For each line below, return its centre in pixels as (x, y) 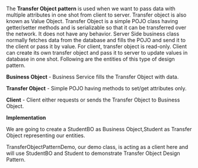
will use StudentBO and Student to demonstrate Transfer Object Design (93, 153)
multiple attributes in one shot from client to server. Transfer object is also (96, 15)
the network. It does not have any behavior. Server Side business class (93, 34)
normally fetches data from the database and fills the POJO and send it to (96, 40)
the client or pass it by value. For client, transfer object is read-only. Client (96, 46)
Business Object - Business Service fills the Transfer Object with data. (92, 77)
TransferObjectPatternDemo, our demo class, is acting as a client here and (97, 147)
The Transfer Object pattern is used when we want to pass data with (91, 9)
